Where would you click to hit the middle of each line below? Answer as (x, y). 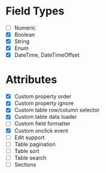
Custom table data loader (46, 117)
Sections (25, 165)
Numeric (25, 28)
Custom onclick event (41, 130)
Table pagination (35, 144)
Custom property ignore (44, 103)
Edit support (29, 137)
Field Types (35, 11)
